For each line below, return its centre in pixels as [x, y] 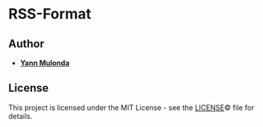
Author [26, 44]
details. [21, 116]
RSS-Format [50, 14]
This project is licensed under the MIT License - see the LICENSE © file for [131, 107]
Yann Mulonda [45, 63]
